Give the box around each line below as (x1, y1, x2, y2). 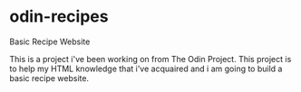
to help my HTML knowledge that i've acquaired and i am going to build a (9, 63, 283, 74)
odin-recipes (9, 6, 109, 27)
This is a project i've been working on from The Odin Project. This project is (9, 53, 292, 64)
